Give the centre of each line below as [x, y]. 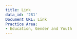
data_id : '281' [22, 15]
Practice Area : [22, 24]
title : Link [18, 10]
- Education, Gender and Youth [39, 29]
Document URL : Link [26, 19]
